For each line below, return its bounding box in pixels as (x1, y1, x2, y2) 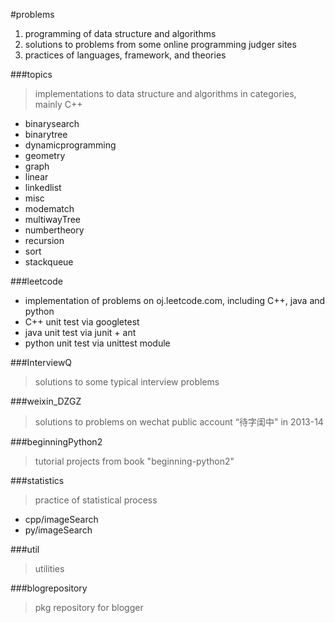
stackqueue (24, 256, 74, 268)
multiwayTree (24, 214, 82, 225)
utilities (34, 563, 65, 574)
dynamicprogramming (24, 139, 117, 151)
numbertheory (24, 224, 85, 236)
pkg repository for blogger (34, 602, 144, 613)
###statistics (10, 475, 65, 486)
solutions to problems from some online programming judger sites (24, 39, 297, 50)
